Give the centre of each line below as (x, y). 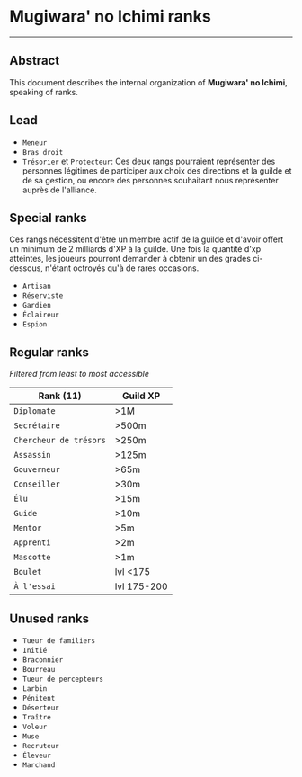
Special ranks (48, 218)
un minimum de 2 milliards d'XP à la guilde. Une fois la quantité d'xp (135, 249)
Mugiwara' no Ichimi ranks (110, 17)
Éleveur (36, 755)
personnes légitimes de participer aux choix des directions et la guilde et (157, 170)
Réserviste (43, 296)
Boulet (28, 572)
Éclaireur (41, 315)
